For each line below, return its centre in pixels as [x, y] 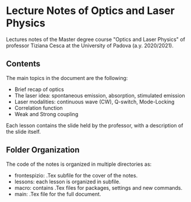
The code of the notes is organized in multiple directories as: [79, 164]
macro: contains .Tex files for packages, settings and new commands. [98, 187]
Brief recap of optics [39, 89]
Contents [23, 64]
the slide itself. [23, 131]
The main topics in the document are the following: [67, 78]
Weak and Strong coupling [46, 114]
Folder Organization [43, 150]
